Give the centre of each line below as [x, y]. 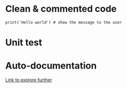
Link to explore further [29, 80]
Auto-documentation [51, 66]
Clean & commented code [61, 9]
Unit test [24, 42]
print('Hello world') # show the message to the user [64, 22]
